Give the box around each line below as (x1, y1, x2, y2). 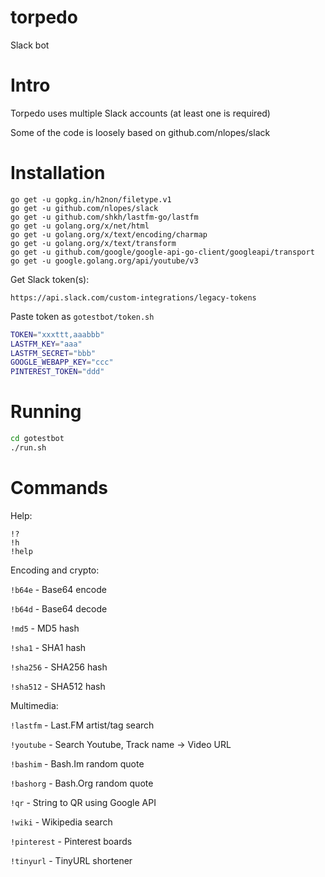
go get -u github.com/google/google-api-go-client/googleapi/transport (10, 247, 315, 257)
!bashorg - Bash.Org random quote (10, 777, 154, 789)
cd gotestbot (10, 434, 65, 444)
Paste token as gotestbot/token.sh (10, 310, 155, 322)
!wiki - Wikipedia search (10, 816, 113, 828)
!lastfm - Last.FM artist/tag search (10, 719, 155, 731)
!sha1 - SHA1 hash (10, 641, 87, 653)
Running (10, 401, 82, 423)
